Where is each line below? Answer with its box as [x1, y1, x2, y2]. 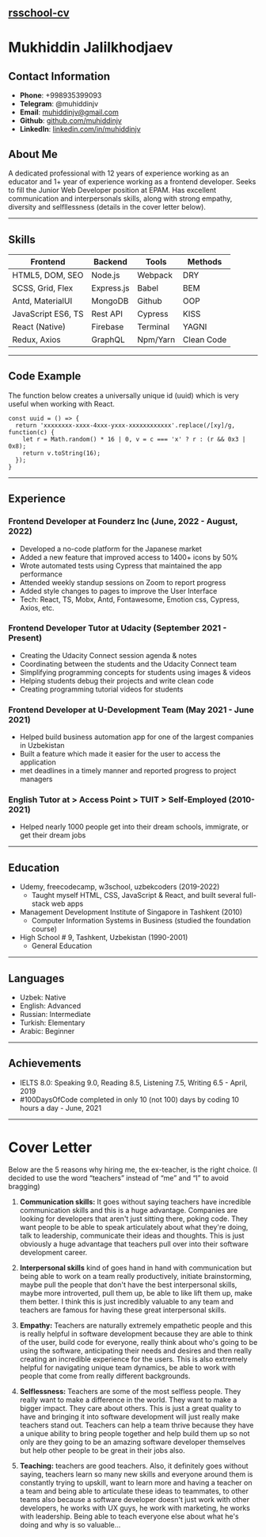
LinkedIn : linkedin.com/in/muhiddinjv [19, 125, 141, 134]
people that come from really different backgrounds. [19, 1371, 191, 1381]
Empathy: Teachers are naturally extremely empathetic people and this [19, 1320, 253, 1330]
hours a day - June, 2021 [19, 1103, 101, 1112]
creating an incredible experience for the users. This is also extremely [19, 1354, 248, 1364]
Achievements [8, 1057, 82, 1070]
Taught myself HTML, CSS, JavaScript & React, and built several [31, 891, 241, 900]
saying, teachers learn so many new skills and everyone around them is [19, 1469, 253, 1479]
